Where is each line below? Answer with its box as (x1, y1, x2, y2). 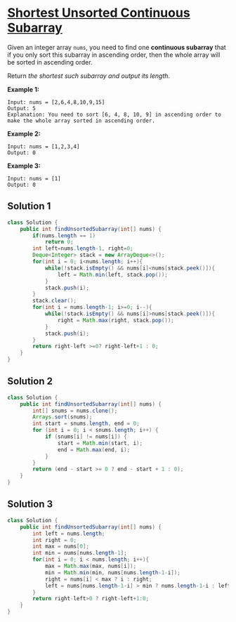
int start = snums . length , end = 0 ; (32, 420, 140, 428)
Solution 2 (7, 376, 53, 388)
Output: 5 (7, 105, 37, 112)
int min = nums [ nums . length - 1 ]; (32, 550, 128, 557)
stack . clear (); (32, 297, 77, 305)
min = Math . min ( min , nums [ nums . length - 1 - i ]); (44, 569, 181, 576)
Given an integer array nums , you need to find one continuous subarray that (7, 43, 226, 51)
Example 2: (7, 129, 41, 138)
